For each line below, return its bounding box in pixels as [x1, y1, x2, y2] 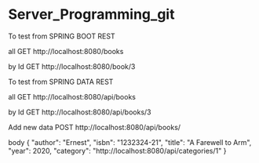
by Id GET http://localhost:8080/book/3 [8, 61, 136, 71]
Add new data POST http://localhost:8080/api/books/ [8, 122, 181, 132]
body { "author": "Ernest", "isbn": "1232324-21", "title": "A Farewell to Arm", [8, 137, 252, 147]
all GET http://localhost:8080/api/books [8, 92, 136, 101]
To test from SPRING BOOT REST [8, 31, 115, 41]
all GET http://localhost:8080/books [8, 46, 124, 56]
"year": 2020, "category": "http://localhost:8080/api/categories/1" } [8, 146, 227, 155]
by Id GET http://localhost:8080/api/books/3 [8, 107, 151, 117]
